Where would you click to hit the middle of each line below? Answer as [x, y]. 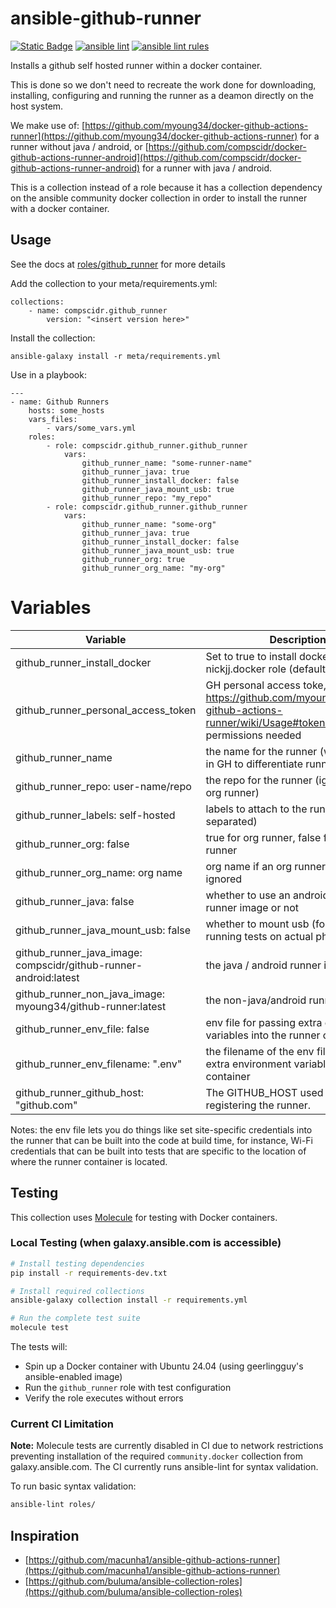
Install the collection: [53, 338]
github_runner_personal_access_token [106, 710]
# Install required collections [77, 1291]
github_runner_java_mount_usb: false [103, 930]
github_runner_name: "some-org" [149, 524]
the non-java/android [256, 1000]
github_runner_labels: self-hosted [95, 815]
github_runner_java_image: [79, 952]
